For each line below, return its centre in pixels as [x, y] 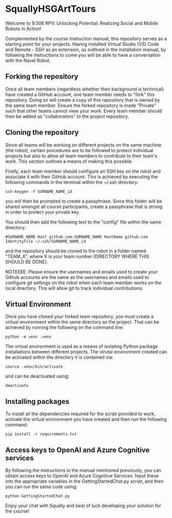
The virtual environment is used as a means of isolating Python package [82, 346]
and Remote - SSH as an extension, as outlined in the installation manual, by [86, 49]
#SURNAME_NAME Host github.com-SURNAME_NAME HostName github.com [77, 237]
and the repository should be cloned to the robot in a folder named [76, 251]
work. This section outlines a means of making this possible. [69, 161]
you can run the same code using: [41, 487]
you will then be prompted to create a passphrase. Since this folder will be [84, 201]
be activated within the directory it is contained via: [60, 357]
